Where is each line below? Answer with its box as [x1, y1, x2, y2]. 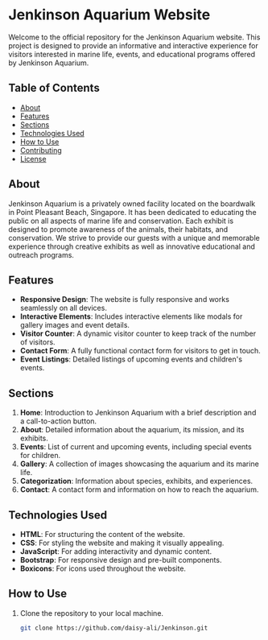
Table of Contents [8, 81, 101, 95]
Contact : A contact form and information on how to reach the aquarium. [19, 485, 259, 494]
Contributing [19, 145, 62, 155]
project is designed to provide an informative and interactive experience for [8, 40, 259, 50]
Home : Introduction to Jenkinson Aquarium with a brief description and [19, 408, 257, 418]
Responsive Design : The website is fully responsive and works [19, 295, 229, 304]
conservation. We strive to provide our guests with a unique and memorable [8, 233, 260, 242]
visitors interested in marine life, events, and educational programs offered [8, 49, 256, 59]
